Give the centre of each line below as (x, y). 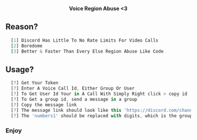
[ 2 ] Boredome (27, 46)
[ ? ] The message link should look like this (66, 110)
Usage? (20, 69)
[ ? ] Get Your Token (35, 83)
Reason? (22, 27)
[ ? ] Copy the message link (44, 105)
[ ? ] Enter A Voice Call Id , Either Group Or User (73, 88)
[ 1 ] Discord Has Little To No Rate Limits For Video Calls (85, 40)
